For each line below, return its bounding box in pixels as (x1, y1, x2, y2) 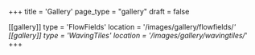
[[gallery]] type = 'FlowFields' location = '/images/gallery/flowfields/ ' (8, 22, 236, 31)
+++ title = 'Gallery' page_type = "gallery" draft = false (8, 7, 190, 16)
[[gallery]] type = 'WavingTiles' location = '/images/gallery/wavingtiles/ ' (8, 31, 248, 40)
